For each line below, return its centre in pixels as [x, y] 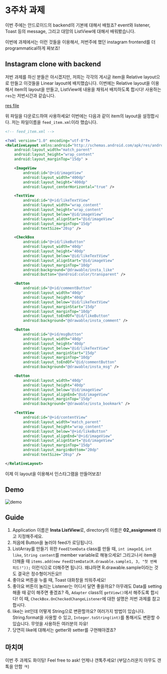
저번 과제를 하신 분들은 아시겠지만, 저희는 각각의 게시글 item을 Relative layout [81, 77]
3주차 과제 [25, 10]
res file [12, 105]
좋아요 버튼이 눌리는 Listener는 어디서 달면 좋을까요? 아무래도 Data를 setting [87, 586]
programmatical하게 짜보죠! [33, 48]
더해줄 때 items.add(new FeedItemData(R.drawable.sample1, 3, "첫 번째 [85, 561]
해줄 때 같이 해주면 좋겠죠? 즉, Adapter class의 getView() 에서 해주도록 [81, 593]
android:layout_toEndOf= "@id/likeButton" [67, 316]
